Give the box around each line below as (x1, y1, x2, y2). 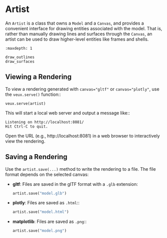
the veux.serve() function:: (5, 91, 61, 97)
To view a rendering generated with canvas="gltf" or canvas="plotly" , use (5, 86, 159, 92)
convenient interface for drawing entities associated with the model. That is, (5, 25, 162, 31)
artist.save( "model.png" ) (12, 228, 67, 233)
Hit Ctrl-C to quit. (5, 124, 49, 129)
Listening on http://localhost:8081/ (5, 120, 84, 125)
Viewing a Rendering (5, 73, 72, 81)
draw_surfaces (5, 59, 35, 64)
